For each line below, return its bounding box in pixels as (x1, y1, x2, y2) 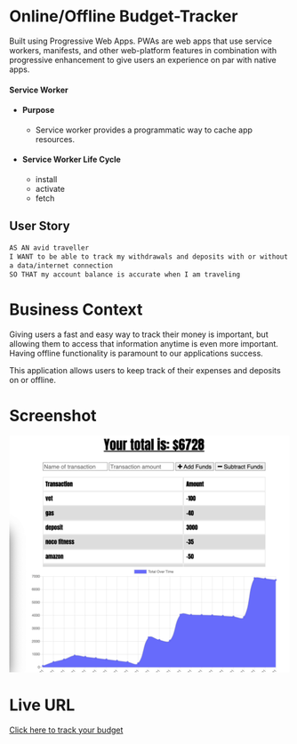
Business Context (9, 300, 143, 319)
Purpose (21, 105, 55, 116)
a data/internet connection (9, 260, 114, 270)
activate (35, 183, 65, 194)
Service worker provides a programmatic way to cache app (35, 124, 253, 135)
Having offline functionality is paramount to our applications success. (9, 348, 264, 358)
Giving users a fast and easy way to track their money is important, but (9, 329, 269, 340)
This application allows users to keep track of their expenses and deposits (9, 364, 282, 375)
